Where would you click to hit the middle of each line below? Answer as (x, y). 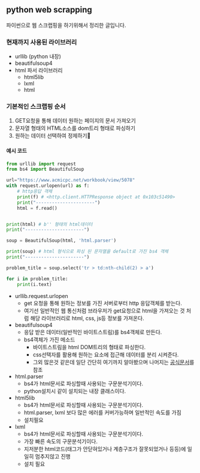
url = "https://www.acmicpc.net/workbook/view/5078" (71, 180)
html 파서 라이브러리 (39, 70)
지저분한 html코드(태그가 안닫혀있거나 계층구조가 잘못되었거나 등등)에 (105, 449)
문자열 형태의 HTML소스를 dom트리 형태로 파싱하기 (75, 128)
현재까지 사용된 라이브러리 (42, 42)
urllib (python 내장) (38, 56)
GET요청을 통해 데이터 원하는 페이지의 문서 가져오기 (75, 121)
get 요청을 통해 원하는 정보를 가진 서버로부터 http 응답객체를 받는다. (103, 303)
